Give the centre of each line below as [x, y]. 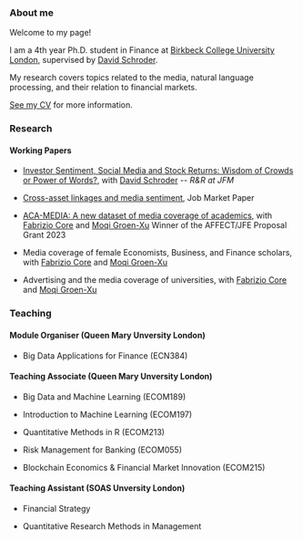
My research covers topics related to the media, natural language [132, 78]
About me [32, 13]
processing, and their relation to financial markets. [103, 88]
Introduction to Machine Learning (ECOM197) [107, 414]
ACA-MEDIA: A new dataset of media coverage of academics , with [147, 215]
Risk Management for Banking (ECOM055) [102, 450]
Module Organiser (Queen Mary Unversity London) [108, 335]
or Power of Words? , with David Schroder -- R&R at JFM [128, 181]
